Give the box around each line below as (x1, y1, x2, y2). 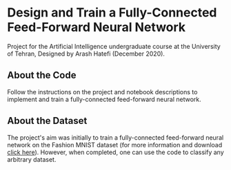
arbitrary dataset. (7, 155, 57, 163)
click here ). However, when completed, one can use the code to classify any (7, 148, 224, 156)
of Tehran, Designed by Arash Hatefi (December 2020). (7, 50, 165, 58)
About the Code (7, 70, 77, 81)
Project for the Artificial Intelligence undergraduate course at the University (7, 42, 221, 50)
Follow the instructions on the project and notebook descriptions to (7, 87, 198, 96)
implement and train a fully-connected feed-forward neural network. (7, 95, 201, 103)
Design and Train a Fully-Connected (7, 5, 217, 21)
